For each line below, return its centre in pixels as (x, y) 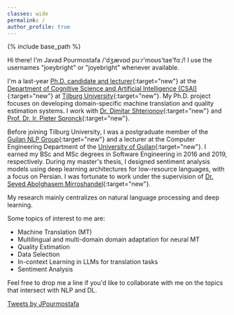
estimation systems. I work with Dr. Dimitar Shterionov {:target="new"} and (115, 111)
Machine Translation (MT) (55, 232)
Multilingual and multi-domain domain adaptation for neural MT (109, 239)
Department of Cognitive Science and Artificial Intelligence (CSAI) (102, 89)
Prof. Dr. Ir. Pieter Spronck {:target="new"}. (69, 118)
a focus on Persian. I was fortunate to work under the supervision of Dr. (110, 176)
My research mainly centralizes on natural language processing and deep (113, 197)
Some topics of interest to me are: (56, 218)
